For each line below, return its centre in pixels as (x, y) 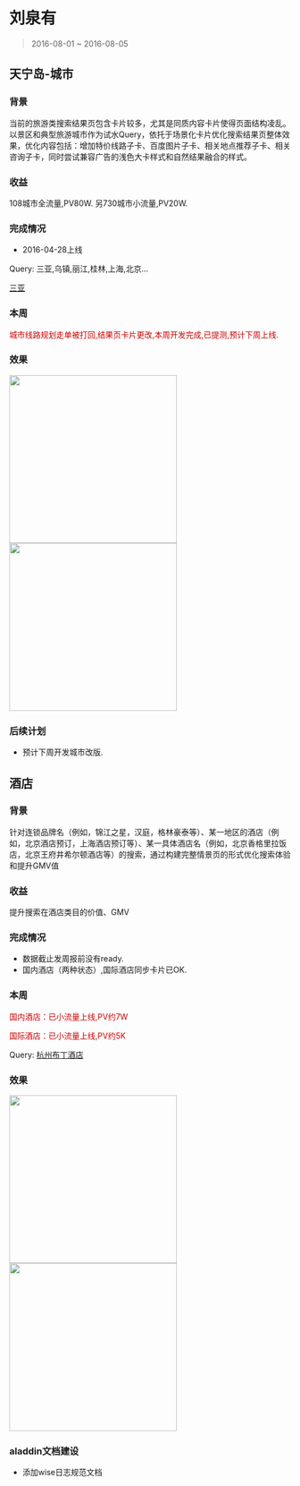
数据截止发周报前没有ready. (73, 959)
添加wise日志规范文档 (62, 1473)
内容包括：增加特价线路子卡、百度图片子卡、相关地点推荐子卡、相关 (165, 145)
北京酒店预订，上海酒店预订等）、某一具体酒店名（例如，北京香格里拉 (152, 843)
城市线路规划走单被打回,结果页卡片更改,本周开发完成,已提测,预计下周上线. (144, 334)
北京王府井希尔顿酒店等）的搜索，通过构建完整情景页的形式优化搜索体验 (158, 854)
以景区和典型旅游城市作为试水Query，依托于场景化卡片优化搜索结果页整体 (146, 134)
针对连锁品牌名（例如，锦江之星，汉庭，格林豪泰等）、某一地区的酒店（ (140, 832)
